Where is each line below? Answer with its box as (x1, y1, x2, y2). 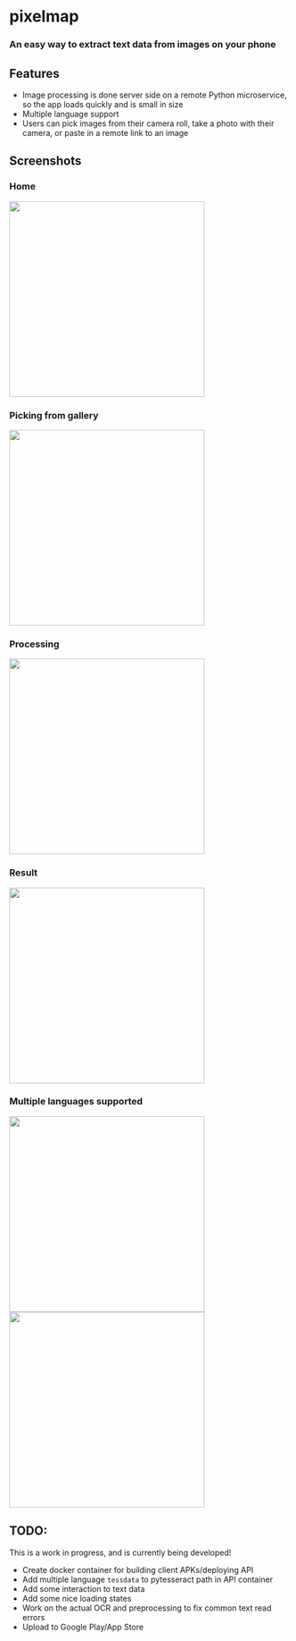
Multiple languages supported (9, 1095, 144, 1108)
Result (9, 867, 38, 879)
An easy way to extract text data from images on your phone (9, 38, 276, 51)
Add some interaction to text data (21, 1583, 145, 1594)
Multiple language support (21, 108, 119, 119)
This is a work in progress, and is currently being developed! (9, 1547, 232, 1558)
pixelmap (9, 6, 79, 27)
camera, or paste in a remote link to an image (21, 127, 189, 138)
